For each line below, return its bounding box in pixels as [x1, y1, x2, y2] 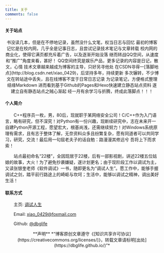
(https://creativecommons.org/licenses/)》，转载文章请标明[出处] [17, 237, 147, 243]
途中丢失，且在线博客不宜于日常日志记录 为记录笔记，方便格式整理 [23, 76, 158, 82]
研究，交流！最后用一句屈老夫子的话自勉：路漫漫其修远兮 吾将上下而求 [13, 137, 156, 142]
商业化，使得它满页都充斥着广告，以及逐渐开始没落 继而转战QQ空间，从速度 [5, 51, 159, 57]
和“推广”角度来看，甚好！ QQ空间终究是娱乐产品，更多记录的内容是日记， [5, 57, 154, 64]
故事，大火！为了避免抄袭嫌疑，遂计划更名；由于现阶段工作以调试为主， [13, 159, 159, 165]
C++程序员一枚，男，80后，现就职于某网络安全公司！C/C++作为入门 [14, 112, 153, 118]
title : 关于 [5, 7, 28, 12]
